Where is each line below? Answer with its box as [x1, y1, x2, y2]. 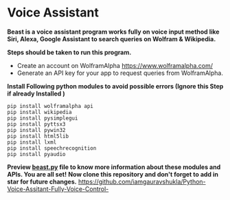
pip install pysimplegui [7, 115, 78, 122]
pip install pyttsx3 [7, 120, 67, 128]
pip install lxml [7, 139, 57, 146]
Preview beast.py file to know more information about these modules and [7, 163, 221, 171]
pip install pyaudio [7, 151, 67, 157]
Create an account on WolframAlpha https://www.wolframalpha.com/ [16, 61, 214, 69]
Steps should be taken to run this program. [7, 48, 132, 56]
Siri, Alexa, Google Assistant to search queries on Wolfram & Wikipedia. [7, 34, 216, 43]
